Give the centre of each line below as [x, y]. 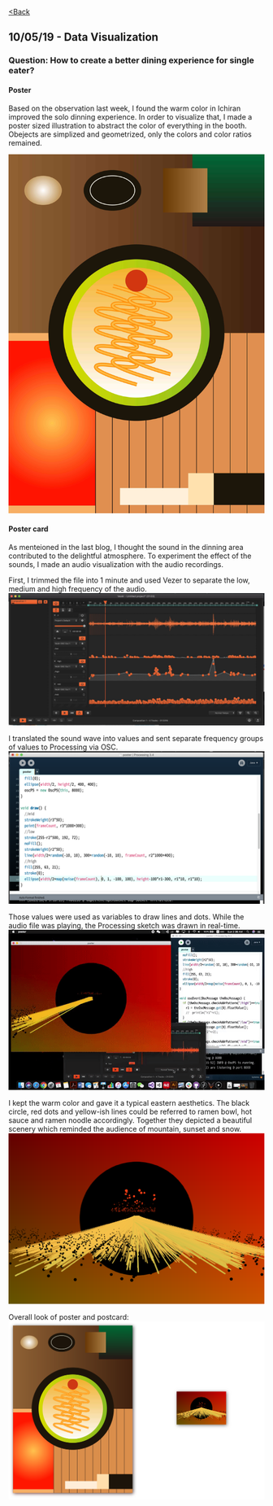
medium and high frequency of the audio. [78, 588]
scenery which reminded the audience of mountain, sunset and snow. [125, 1128]
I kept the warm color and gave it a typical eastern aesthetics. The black [129, 1102]
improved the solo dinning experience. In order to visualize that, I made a [130, 116]
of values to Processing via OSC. [63, 747]
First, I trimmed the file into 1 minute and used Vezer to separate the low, [129, 580]
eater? [22, 71]
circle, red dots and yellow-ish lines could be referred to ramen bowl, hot [130, 1111]
